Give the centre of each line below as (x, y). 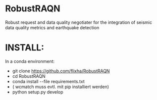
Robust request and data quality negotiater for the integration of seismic (79, 22)
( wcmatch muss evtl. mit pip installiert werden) (61, 87)
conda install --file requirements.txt (49, 81)
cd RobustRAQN (29, 76)
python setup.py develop (38, 92)
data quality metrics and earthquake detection (52, 27)
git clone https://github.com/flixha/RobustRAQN (61, 71)
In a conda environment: (30, 61)
